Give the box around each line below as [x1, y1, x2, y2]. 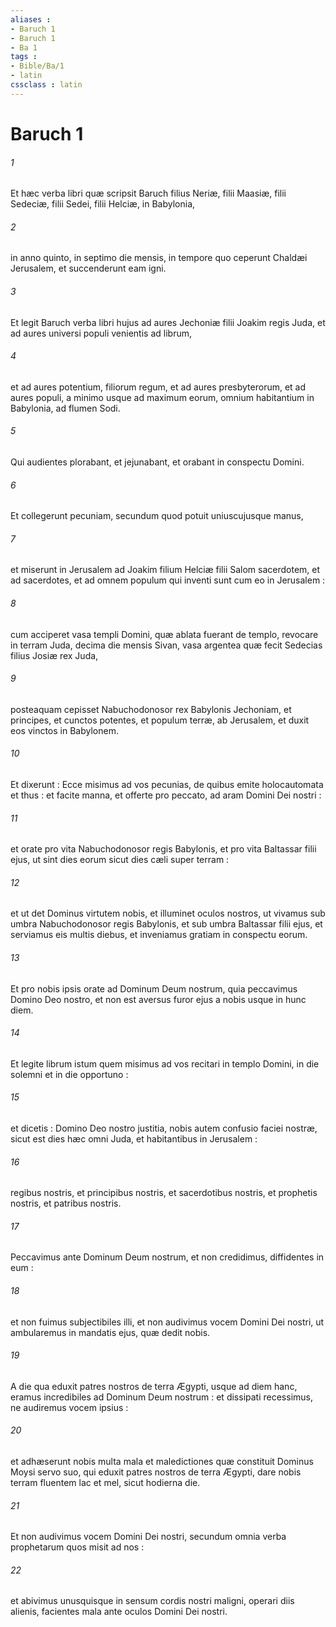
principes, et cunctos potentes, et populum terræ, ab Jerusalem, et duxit [10, 714, 310, 726]
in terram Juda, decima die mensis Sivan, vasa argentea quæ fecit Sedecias [10, 639, 323, 651]
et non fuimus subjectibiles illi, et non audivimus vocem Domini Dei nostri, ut [10, 1316, 325, 1328]
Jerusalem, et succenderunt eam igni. [10, 262, 167, 275]
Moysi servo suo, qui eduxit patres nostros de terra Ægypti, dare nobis [10, 1466, 302, 1478]
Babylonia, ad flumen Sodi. [10, 402, 121, 414]
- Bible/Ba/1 [10, 61, 65, 71]
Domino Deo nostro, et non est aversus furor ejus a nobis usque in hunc [10, 993, 307, 1005]
